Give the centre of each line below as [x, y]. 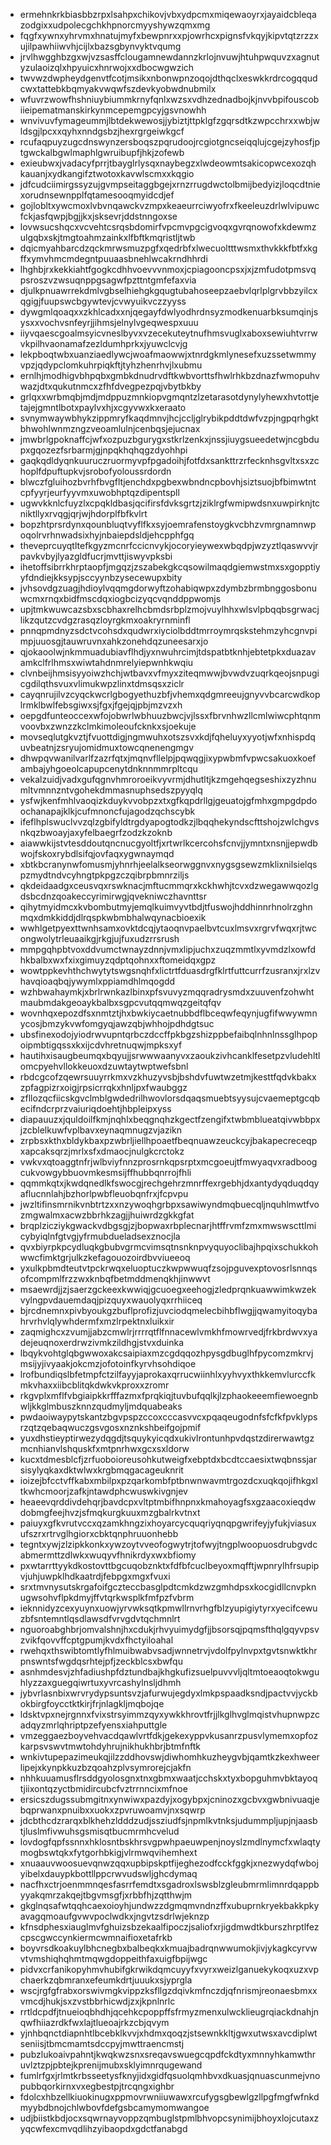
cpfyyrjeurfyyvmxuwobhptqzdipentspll [99, 492]
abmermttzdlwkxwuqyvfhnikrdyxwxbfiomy [108, 1555]
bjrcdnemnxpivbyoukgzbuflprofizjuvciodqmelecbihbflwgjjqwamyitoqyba [168, 1310]
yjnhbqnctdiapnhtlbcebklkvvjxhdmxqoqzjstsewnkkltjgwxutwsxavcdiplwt [168, 2033]
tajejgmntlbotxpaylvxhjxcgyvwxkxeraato [103, 407]
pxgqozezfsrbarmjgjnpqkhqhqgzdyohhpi [103, 450]
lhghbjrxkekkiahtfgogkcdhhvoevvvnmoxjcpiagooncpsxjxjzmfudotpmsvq [168, 269]
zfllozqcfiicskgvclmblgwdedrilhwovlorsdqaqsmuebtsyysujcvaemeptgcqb [170, 1098]
